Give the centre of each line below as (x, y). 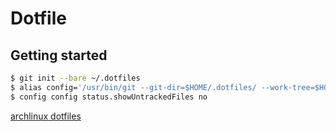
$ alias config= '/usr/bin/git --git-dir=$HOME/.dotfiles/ (133, 87)
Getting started (59, 55)
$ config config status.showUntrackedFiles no (109, 97)
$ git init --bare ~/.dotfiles (75, 78)
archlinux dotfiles (46, 116)
